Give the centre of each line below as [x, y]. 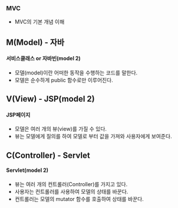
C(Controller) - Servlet [48, 155]
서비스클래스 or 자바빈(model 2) [43, 58]
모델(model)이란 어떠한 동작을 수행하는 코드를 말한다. [76, 73]
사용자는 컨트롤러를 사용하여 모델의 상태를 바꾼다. [71, 192]
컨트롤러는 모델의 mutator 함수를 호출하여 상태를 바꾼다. [79, 199]
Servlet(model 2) [27, 170]
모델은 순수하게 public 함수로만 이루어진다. [64, 80]
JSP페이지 [18, 115]
